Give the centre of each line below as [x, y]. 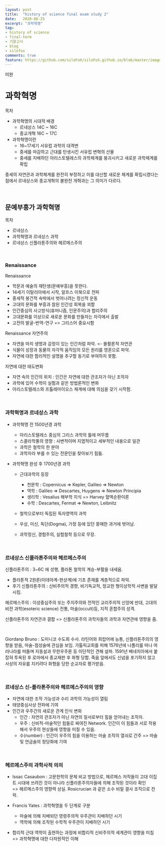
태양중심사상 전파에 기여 [35, 705]
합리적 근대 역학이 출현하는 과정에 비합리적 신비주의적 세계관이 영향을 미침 [83, 833]
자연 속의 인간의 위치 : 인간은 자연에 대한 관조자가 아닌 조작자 [70, 377]
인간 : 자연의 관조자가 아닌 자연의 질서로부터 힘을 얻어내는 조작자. [82, 717]
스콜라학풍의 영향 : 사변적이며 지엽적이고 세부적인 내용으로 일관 [80, 441]
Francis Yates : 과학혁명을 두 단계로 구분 [51, 806]
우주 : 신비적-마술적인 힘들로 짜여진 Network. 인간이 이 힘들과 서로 [83, 723]
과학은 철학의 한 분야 [39, 447]
